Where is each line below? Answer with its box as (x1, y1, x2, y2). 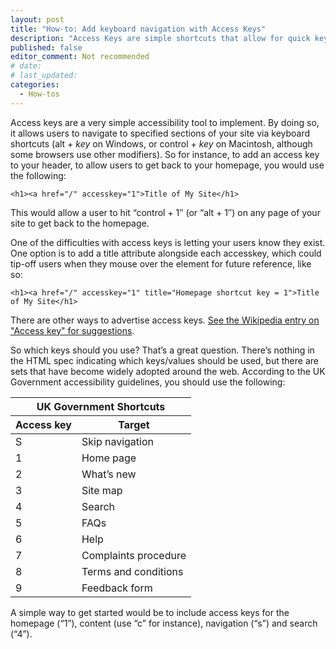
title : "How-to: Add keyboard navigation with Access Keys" (10, 24, 267, 34)
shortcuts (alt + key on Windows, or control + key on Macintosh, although (10, 137, 313, 150)
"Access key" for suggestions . (10, 324, 135, 336)
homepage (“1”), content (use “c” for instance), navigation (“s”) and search (10, 617, 318, 629)
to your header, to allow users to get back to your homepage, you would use (10, 159, 325, 171)
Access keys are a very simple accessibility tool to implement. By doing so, (10, 116, 320, 128)
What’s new (81, 467, 137, 481)
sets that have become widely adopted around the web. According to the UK (10, 365, 326, 377)
